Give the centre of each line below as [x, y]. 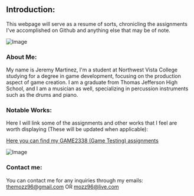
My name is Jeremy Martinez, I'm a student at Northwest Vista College [92, 70]
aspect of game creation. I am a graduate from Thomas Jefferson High [92, 83]
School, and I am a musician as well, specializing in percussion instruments [97, 89]
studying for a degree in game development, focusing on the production [94, 76]
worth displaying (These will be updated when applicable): [77, 129]
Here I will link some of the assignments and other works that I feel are [92, 123]
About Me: [22, 57]
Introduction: [31, 10]
